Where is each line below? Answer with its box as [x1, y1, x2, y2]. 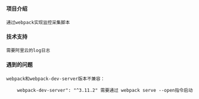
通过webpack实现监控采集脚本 [6, 20, 70, 26]
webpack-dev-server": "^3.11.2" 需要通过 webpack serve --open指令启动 [17, 87, 194, 93]
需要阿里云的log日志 [6, 48, 51, 54]
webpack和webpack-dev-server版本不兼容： [6, 76, 105, 82]
